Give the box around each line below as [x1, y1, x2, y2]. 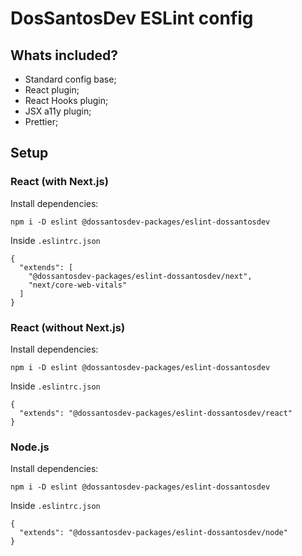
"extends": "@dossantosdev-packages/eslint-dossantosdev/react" [19, 408, 293, 418]
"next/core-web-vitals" [28, 280, 128, 290]
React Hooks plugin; [24, 95, 109, 106]
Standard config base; [24, 73, 117, 85]
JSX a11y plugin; [24, 105, 92, 117]
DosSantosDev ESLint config [10, 7, 254, 30]
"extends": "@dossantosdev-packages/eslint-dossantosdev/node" [19, 528, 288, 538]
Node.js [10, 440, 50, 454]
